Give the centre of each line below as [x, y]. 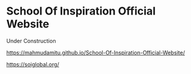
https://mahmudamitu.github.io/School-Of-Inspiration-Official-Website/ [95, 52]
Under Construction [31, 41]
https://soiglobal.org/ [33, 64]
